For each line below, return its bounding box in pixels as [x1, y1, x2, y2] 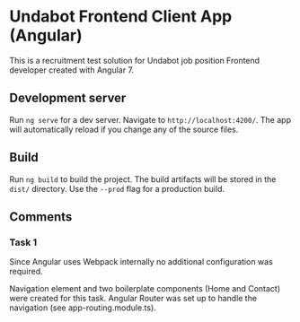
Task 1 [9, 236, 38, 248]
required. [9, 266, 43, 277]
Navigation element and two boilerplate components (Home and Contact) [9, 283, 281, 294]
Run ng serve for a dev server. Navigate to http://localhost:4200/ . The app [9, 114, 292, 125]
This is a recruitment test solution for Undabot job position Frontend [9, 55, 260, 65]
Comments [9, 209, 73, 224]
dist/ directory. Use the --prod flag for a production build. [9, 183, 225, 194]
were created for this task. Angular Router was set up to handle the [9, 293, 258, 304]
